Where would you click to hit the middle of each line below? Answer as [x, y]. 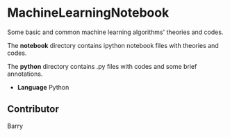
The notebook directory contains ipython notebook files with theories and [113, 45]
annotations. [25, 74]
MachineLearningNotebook [88, 13]
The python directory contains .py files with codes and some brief [102, 66]
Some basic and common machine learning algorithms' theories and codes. [115, 32]
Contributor [33, 109]
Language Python [43, 87]
